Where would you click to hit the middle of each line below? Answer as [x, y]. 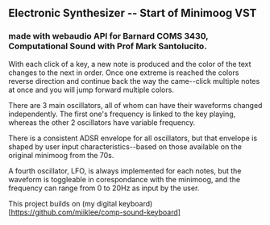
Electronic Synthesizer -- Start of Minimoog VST [133, 13]
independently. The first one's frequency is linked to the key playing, [122, 114]
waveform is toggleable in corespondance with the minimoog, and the [124, 179]
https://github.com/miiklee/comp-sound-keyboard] [96, 212]
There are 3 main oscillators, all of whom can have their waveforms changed [135, 105]
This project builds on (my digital [63, 203]
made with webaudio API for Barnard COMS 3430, [108, 36]
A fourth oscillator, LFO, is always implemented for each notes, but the [125, 171]
